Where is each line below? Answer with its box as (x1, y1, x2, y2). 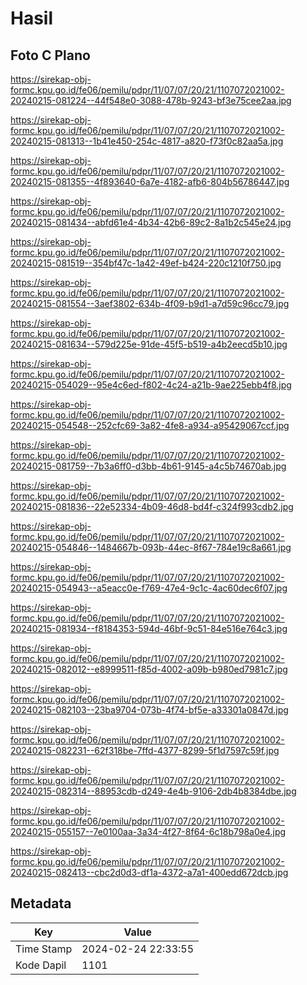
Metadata (10, 895, 72, 912)
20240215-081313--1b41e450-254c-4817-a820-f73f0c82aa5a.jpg (10, 135, 284, 147)
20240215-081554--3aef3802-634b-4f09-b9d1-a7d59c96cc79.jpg (10, 298, 290, 309)
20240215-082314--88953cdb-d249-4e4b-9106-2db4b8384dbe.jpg (10, 785, 297, 797)
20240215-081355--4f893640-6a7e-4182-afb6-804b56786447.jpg (10, 176, 290, 187)
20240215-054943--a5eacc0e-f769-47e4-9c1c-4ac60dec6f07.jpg (10, 582, 288, 594)
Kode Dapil (15, 958, 67, 972)
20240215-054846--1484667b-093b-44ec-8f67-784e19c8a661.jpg (10, 542, 292, 553)
